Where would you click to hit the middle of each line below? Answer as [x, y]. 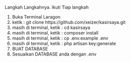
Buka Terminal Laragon [36, 17]
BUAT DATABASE [30, 49]
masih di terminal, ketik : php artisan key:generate [64, 43]
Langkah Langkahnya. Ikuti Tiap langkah [47, 7]
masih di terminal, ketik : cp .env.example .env [60, 38]
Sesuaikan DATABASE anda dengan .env [54, 54]
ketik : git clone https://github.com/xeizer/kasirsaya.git [69, 22]
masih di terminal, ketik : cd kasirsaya [51, 27]
